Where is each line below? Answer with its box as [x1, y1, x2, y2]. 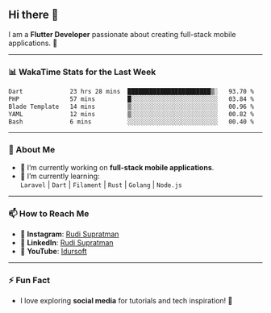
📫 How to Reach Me [8, 207, 90, 219]
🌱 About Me [8, 144, 56, 156]
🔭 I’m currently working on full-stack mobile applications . [19, 162, 215, 172]
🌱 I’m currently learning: [19, 171, 100, 181]
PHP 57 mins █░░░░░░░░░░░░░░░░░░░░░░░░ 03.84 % [8, 94, 254, 103]
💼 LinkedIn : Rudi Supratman [19, 238, 115, 248]
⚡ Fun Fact [8, 275, 51, 286]
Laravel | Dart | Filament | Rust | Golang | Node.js [19, 179, 183, 190]
